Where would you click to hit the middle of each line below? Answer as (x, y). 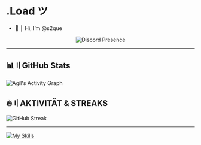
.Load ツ (27, 11)
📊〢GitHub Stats (38, 66)
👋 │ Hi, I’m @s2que (39, 28)
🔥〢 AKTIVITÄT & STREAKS (57, 103)
